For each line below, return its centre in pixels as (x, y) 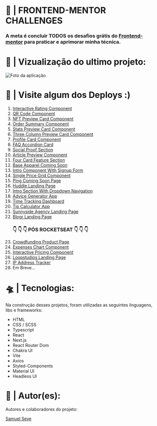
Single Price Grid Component (42, 175)
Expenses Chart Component (41, 247)
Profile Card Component (37, 139)
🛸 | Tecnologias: (40, 288)
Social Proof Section (33, 149)
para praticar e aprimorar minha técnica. (72, 42)
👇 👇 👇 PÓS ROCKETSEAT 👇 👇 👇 (50, 229)
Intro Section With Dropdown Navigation (53, 191)
